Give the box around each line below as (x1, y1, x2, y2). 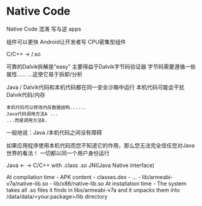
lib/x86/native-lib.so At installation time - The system (53, 180, 187, 187)
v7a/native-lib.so (6, 180, 49, 187)
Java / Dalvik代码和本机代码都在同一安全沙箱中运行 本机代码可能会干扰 (6, 83, 185, 91)
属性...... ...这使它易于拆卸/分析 (6, 70, 83, 77)
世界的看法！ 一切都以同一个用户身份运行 (6, 149, 110, 157)
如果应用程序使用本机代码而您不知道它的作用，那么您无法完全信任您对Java (6, 141, 195, 149)
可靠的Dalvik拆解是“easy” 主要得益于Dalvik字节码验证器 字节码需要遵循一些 (6, 63, 197, 70)
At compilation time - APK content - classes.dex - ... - (6, 173, 141, 180)
